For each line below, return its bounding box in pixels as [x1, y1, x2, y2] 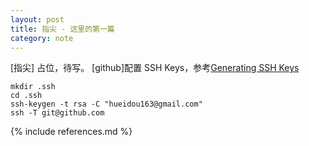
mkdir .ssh [10, 82, 56, 92]
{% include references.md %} [10, 126, 133, 138]
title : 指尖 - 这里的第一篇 [10, 24, 115, 34]
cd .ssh [10, 91, 43, 101]
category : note [10, 33, 74, 43]
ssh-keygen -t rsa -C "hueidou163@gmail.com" [10, 99, 203, 110]
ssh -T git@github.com [10, 108, 105, 118]
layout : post [10, 14, 65, 25]
